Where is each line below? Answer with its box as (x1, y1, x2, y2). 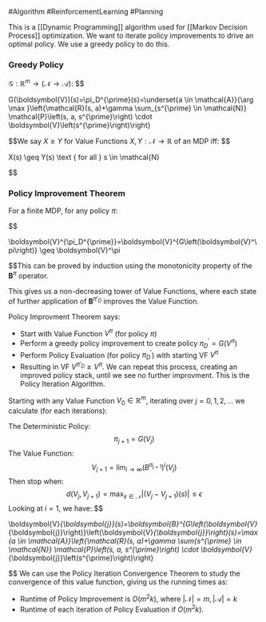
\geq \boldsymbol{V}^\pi (39, 246, 121, 255)
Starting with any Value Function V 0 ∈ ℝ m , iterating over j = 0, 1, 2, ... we (8, 394, 245, 407)
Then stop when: (8, 476, 64, 487)
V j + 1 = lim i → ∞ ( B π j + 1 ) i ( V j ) (91, 461, 177, 474)
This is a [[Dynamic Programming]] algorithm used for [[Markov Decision (8, 22, 248, 31)
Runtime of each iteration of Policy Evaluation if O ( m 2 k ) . (19, 603, 204, 614)
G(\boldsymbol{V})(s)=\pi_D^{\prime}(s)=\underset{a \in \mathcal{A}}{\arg (8, 94, 254, 104)
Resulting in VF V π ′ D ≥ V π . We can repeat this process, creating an (19, 360, 238, 371)
